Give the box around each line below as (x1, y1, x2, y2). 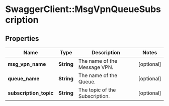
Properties (5, 34, 39, 43)
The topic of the (78, 86, 116, 93)
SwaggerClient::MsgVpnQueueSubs (5, 4, 161, 15)
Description (91, 49, 121, 56)
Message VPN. (78, 64, 114, 71)
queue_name (8, 75, 40, 82)
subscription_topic (8, 89, 54, 96)
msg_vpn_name (8, 61, 46, 67)
